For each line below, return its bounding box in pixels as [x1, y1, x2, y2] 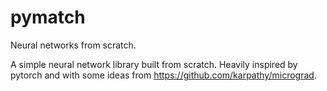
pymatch [10, 6, 86, 29]
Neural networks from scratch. [10, 39, 137, 51]
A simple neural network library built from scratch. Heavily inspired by [10, 58, 298, 70]
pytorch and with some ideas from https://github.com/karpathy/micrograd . [10, 69, 317, 81]
